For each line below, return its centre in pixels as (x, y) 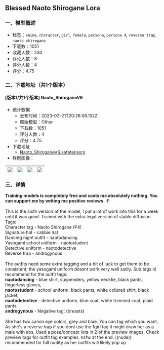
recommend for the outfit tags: (36, 274)
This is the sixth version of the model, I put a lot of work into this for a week (82, 211)
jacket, (12, 295)
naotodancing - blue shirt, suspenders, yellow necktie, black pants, (74, 280)
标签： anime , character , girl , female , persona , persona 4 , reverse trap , (84, 35)
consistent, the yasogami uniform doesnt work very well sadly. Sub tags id (81, 269)
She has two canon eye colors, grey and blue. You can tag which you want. (82, 322)
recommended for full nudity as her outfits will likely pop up (66, 343)
